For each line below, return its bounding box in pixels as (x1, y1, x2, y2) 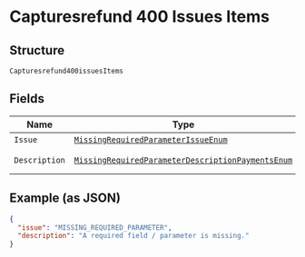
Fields (9, 91, 45, 106)
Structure (9, 43, 65, 58)
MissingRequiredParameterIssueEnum (74, 134, 229, 144)
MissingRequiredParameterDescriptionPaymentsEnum (74, 154, 293, 165)
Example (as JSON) (9, 191, 121, 206)
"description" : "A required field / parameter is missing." (17, 232, 250, 241)
